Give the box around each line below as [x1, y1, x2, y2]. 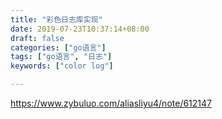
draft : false [10, 33, 65, 43]
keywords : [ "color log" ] [10, 61, 114, 71]
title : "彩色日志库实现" [10, 14, 103, 25]
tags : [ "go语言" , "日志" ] [10, 52, 113, 62]
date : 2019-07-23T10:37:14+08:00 [10, 24, 150, 34]
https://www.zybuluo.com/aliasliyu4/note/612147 [10, 97, 213, 109]
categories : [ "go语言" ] [10, 42, 107, 53]
